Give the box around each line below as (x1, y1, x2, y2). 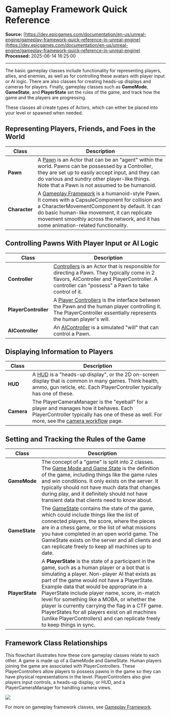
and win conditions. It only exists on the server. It (41, 477, 159, 484)
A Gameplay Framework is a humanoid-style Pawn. (37, 190, 161, 197)
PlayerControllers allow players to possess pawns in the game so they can (5, 668, 161, 674)
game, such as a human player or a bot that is (41, 564, 150, 571)
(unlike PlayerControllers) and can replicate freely (41, 615, 160, 622)
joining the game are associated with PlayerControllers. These (5, 663, 135, 669)
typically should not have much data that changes (41, 484, 161, 491)
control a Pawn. (53, 330, 91, 337)
